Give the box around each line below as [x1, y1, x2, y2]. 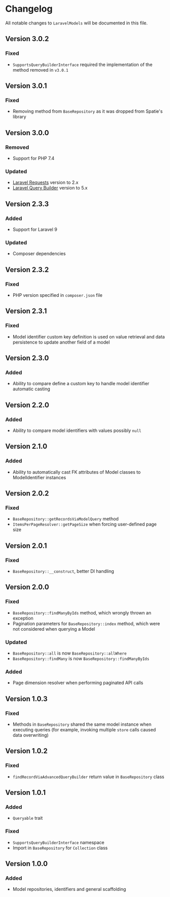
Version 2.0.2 [5, 489, 49, 498]
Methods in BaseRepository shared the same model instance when [12, 721, 152, 727]
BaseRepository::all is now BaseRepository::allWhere [12, 650, 127, 656]
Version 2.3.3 [5, 199, 49, 208]
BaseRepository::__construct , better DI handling [12, 568, 114, 574]
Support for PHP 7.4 [12, 156, 55, 161]
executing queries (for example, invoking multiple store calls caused [12, 727, 156, 733]
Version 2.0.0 [5, 583, 49, 592]
